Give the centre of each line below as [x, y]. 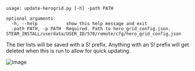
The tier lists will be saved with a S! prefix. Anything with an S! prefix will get [97, 45]
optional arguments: [31, 19]
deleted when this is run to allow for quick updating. [68, 51]
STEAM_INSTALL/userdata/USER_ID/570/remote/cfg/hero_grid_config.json [94, 34]
